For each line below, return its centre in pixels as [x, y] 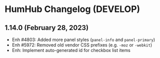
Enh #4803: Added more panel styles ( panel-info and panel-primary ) [83, 39]
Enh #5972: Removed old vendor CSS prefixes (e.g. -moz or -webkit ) [82, 45]
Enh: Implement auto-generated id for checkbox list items [71, 50]
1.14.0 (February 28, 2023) [46, 28]
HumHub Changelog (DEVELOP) [72, 9]
